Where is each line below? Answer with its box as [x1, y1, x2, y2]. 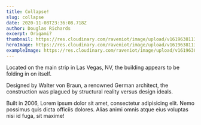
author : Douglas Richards [6, 25, 71, 32]
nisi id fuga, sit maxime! [6, 112, 65, 119]
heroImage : [6, 42, 33, 48]
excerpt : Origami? [6, 31, 52, 37]
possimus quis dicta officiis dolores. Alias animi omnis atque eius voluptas [6, 105, 188, 113]
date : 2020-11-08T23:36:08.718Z [6, 20, 87, 26]
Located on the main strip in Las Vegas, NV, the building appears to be [6, 64, 180, 71]
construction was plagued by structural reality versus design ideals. [6, 87, 173, 95]
